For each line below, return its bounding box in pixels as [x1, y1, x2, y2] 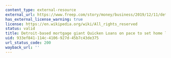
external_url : [5, 12, 36, 17]
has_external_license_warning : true [5, 17, 83, 22]
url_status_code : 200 [5, 40, 51, 45]
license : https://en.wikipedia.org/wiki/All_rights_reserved [5, 21, 138, 27]
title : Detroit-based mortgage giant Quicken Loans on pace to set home [5, 31, 163, 36]
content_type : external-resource [5, 7, 76, 13]
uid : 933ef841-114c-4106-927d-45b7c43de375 [5, 36, 99, 41]
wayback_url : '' [5, 45, 40, 50]
